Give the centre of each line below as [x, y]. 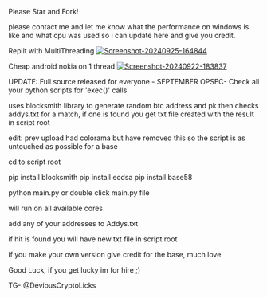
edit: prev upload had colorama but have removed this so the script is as [127, 138]
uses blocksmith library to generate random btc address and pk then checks [133, 106]
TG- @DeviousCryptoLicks [52, 285]
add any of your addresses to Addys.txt [73, 223]
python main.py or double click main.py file [79, 193]
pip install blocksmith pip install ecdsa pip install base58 [100, 177]
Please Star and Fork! [43, 12]
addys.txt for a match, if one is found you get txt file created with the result [132, 114]
